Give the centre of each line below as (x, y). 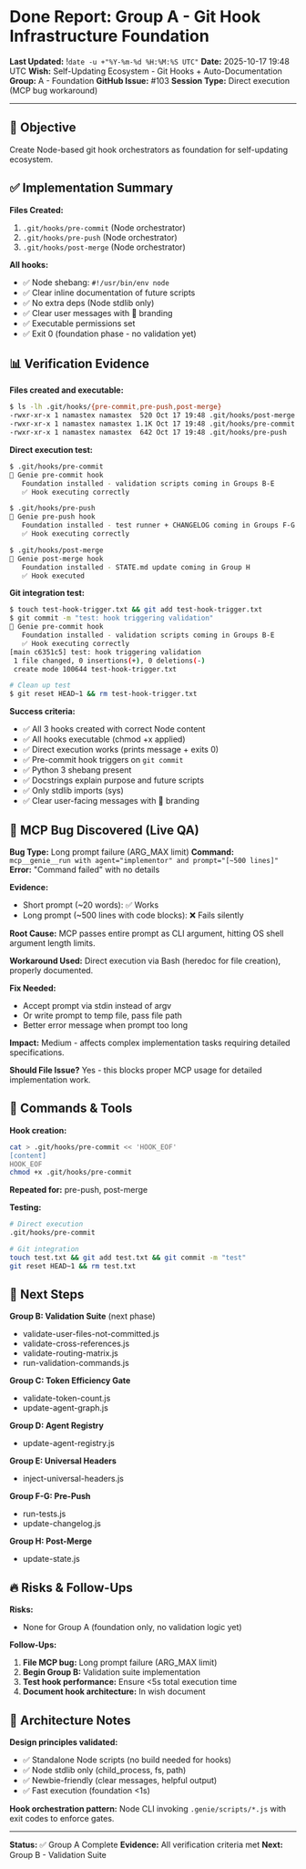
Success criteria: (42, 712)
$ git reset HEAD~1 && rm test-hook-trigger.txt (103, 694)
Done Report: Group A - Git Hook (135, 17)
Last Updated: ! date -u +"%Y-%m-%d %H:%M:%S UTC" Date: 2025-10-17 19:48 (149, 61)
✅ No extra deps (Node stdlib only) (88, 303)
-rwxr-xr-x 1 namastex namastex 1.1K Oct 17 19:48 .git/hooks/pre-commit (153, 424)
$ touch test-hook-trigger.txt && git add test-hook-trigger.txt (136, 610)
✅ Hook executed (53, 576)
